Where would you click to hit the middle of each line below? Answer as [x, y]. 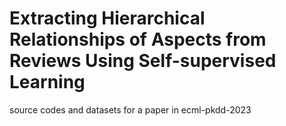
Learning [47, 82]
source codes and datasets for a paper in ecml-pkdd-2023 [130, 109]
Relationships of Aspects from [138, 39]
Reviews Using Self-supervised [143, 61]
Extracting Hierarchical [107, 18]
